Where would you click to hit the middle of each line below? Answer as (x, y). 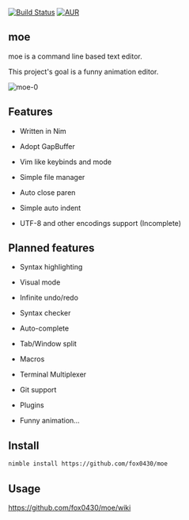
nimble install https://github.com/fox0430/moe (88, 464)
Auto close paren (47, 192)
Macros (32, 359)
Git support (38, 390)
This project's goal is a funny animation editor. (83, 71)
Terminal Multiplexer (53, 375)
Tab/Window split (48, 344)
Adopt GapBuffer (47, 146)
